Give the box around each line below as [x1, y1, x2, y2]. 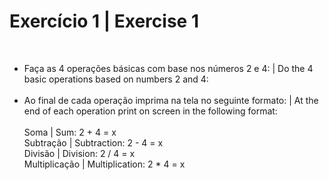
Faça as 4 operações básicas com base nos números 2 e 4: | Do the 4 [23, 62, 314, 74]
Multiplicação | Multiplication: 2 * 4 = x [23, 158, 186, 170]
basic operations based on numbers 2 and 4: [23, 73, 209, 85]
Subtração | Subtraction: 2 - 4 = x [23, 136, 164, 149]
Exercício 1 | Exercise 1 [9, 10, 199, 33]
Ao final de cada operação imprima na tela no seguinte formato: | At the [23, 94, 319, 106]
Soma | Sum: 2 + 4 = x [23, 126, 117, 138]
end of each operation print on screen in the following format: [23, 105, 278, 117]
